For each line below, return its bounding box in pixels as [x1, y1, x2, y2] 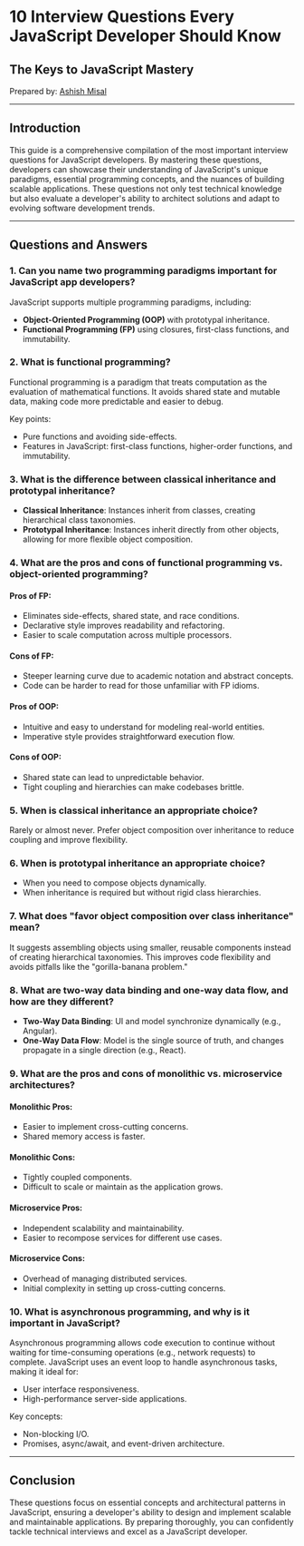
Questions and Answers [9, 238, 148, 253]
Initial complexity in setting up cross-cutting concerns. [22, 1282, 226, 1294]
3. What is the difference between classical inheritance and [9, 473, 277, 485]
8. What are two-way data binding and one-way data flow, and [9, 983, 289, 996]
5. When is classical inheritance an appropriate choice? [9, 804, 258, 817]
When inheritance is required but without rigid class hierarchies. [22, 887, 261, 898]
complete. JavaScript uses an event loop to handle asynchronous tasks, [9, 1356, 278, 1367]
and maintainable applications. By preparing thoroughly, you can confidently [9, 1516, 294, 1527]
